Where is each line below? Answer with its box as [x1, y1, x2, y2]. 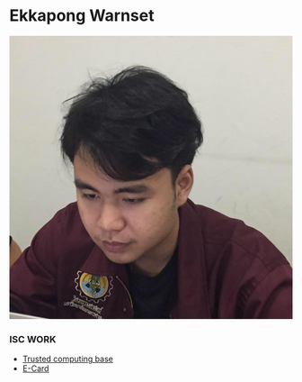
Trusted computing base [22, 353, 114, 365]
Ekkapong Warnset [9, 5, 155, 26]
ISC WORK [9, 332, 57, 345]
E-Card [22, 363, 49, 374]
